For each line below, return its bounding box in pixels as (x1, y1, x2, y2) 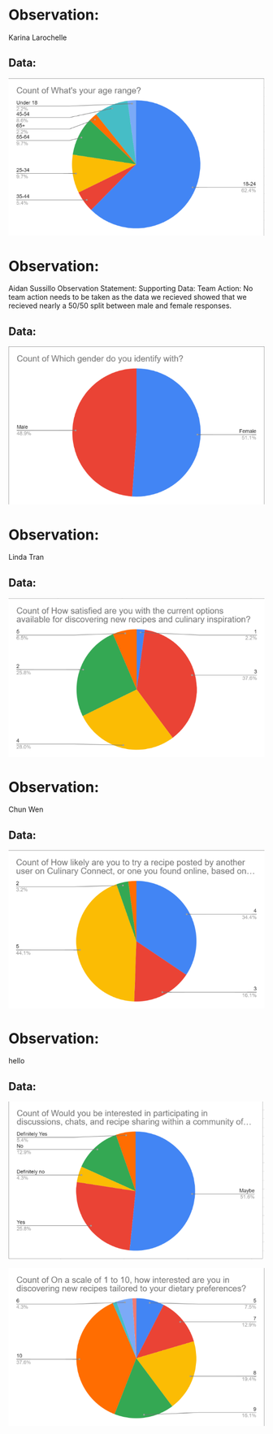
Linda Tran (8, 552, 45, 562)
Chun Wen (8, 804, 44, 814)
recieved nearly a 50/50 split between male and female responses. (8, 301, 232, 310)
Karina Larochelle (8, 32, 67, 42)
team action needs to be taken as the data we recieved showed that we (8, 292, 247, 302)
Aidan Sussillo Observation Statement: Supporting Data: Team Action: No (8, 284, 253, 293)
